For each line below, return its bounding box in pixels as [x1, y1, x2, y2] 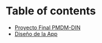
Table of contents [5, 4, 97, 18]
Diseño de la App [14, 30, 58, 37]
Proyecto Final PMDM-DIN [14, 24, 81, 31]
